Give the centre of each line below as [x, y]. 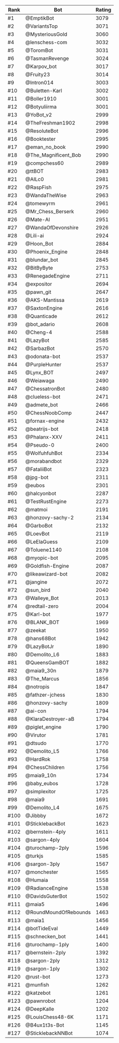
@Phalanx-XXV [44, 437]
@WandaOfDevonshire [52, 228]
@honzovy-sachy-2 [50, 518]
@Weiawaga [40, 380]
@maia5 [35, 904]
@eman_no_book [46, 147]
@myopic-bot [42, 558]
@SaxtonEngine [44, 308]
